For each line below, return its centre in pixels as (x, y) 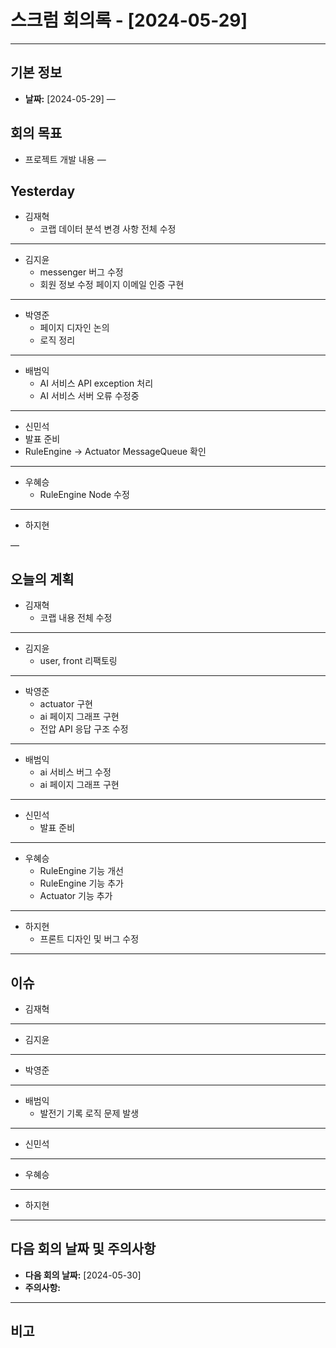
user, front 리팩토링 (78, 661)
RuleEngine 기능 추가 (81, 883)
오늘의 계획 (42, 579)
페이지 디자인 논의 (74, 328)
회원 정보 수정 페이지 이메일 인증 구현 (112, 285)
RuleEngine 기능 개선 (81, 871)
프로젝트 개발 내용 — (65, 159)
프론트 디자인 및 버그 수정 (89, 939)
